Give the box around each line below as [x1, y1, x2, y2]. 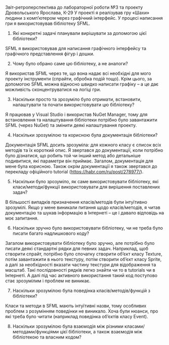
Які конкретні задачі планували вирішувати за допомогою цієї [12, 30, 147, 36]
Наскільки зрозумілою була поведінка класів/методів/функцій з [12, 288, 150, 293]
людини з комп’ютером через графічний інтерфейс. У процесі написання [5, 15, 163, 21]
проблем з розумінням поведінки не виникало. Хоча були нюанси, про [5, 308, 158, 314]
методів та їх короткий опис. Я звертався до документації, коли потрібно [5, 147, 163, 153]
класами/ [124, 323, 145, 329]
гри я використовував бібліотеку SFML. [5, 20, 91, 26]
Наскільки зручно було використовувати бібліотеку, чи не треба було [12, 225, 163, 231]
